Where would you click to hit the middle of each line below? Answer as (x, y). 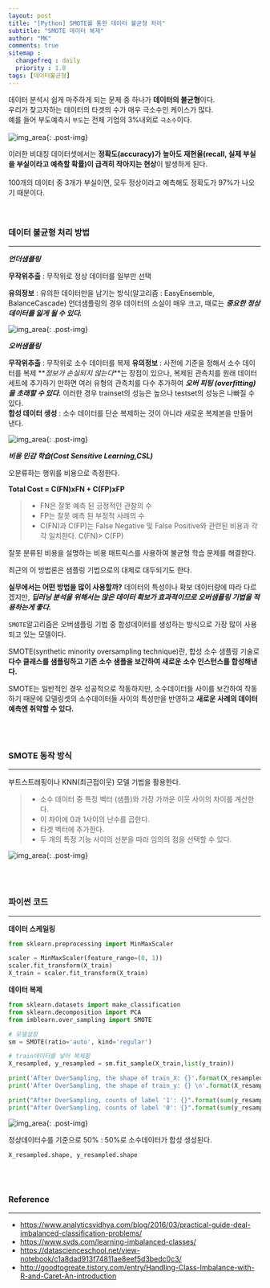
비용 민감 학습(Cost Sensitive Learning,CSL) (81, 456)
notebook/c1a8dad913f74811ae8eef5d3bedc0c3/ (101, 1258)
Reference (29, 1200)
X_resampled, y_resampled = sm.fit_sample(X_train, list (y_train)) (121, 1064)
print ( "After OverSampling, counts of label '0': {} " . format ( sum (119, 1108)
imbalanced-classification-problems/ (81, 1233)
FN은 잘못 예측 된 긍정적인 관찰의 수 (96, 505)
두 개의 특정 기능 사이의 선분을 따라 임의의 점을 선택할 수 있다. (136, 839)
